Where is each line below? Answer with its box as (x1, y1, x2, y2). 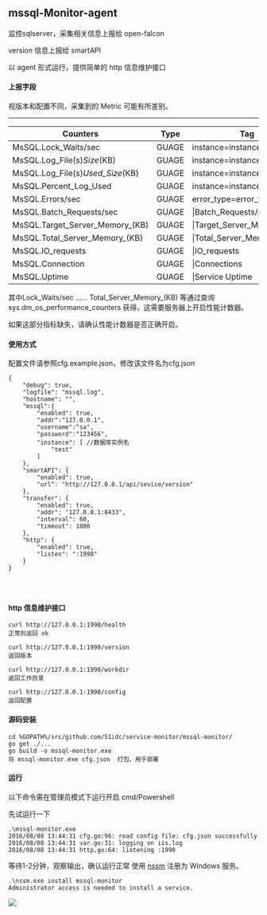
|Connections (192, 258, 242, 269)
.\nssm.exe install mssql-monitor (8, 877, 123, 885)
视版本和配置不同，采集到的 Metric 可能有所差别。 (8, 101, 173, 111)
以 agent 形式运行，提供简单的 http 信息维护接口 (8, 62, 167, 72)
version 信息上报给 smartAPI (8, 45, 102, 55)
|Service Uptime (192, 271, 253, 282)
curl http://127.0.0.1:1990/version (8, 643, 130, 652)
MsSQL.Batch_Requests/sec (12, 206, 118, 218)
